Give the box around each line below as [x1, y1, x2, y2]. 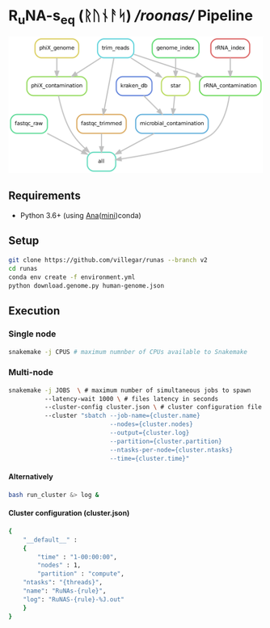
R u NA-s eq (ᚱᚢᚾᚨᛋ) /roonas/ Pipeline [8, 6, 253, 27]
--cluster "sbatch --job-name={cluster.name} [44, 411, 200, 420]
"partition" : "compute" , [37, 570, 125, 578]
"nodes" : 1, [37, 561, 82, 570]
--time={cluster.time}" [109, 454, 190, 462]
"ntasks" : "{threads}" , [23, 579, 103, 587]
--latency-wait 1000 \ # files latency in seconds [44, 394, 219, 403]
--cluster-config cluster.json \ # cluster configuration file [44, 403, 263, 411]
